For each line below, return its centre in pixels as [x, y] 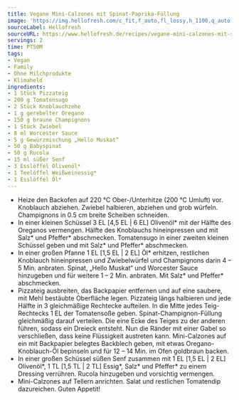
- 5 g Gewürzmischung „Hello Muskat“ [63, 140]
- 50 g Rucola [28, 153]
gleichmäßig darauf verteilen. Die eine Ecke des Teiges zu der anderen [121, 320]
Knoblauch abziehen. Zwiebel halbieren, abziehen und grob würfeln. [118, 207]
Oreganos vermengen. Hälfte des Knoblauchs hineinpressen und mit [118, 230]
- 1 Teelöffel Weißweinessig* [52, 173]
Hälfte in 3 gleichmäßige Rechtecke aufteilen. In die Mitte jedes [110, 305]
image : [17, 21]
